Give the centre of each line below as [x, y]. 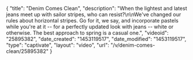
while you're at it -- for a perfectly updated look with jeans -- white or [90, 27]
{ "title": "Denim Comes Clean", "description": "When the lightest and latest [96, 8]
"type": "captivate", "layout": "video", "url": [58, 45]
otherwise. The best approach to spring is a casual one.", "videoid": [87, 33]
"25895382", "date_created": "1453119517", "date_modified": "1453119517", [96, 39]
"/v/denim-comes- [133, 45]
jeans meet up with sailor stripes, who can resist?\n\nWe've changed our [94, 14]
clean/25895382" [27, 51]
